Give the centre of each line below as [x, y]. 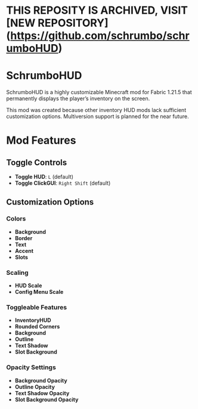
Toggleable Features [37, 308]
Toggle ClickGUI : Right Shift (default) [63, 183]
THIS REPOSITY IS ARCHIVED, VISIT [97, 10]
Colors [16, 219]
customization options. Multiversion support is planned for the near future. [98, 116]
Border [24, 238]
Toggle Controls [37, 162]
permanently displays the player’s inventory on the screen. [78, 98]
